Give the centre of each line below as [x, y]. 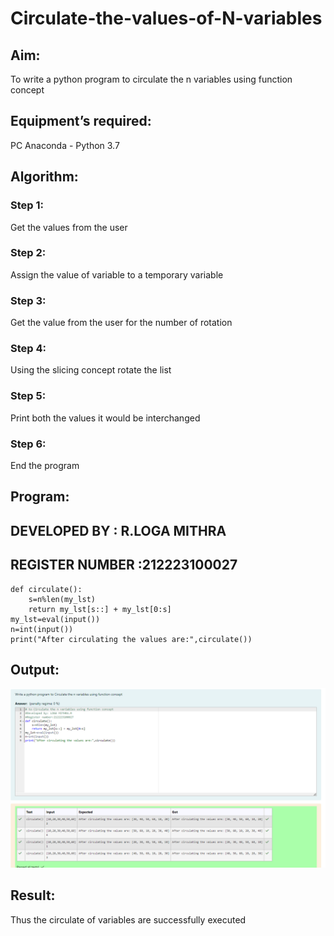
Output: [35, 669]
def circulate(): [46, 589]
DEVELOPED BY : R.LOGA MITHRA [118, 530]
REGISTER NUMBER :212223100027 [124, 565]
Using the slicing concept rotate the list [91, 370]
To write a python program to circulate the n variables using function [151, 79]
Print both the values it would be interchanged [105, 418]
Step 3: [28, 300]
